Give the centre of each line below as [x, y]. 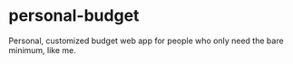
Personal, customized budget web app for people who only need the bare [146, 41]
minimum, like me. [42, 50]
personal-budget [74, 16]
